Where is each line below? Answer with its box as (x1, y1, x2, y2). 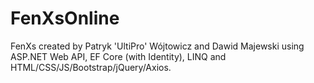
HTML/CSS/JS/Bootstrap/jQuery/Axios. (10, 61, 172, 73)
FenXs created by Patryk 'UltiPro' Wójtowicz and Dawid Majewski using (10, 40, 305, 52)
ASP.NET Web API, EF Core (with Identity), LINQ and (10, 50, 227, 62)
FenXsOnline (10, 7, 120, 30)
